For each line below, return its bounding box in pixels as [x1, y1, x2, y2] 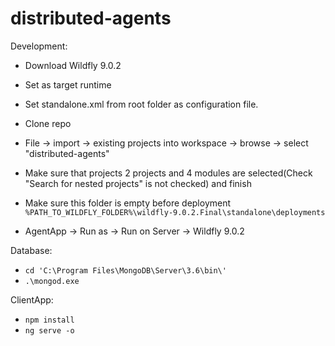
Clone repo [24, 117, 72, 129]
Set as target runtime [24, 78, 112, 91]
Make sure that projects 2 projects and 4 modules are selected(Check [24, 167, 313, 179]
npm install [24, 315, 75, 325]
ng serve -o [24, 325, 75, 336]
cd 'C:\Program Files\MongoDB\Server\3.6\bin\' [24, 265, 227, 276]
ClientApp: [10, 293, 54, 306]
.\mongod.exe [24, 276, 80, 286]
